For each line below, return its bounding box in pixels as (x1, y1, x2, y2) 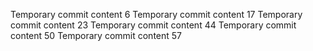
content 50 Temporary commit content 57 (10, 30, 183, 41)
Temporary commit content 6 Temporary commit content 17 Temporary (10, 9, 303, 20)
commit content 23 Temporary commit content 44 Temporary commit (10, 19, 297, 31)
